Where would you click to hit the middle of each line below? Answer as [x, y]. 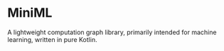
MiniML [30, 13]
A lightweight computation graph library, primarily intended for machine [112, 32]
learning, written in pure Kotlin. [52, 39]
